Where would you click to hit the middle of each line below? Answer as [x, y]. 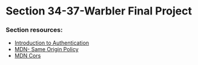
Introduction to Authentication [51, 43]
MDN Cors [28, 56]
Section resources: [34, 30]
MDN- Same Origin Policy [47, 49]
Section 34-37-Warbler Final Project [99, 11]
